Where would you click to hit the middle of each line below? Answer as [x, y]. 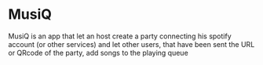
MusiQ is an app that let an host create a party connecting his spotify [120, 36]
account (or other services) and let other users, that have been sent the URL [131, 44]
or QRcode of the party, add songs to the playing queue [98, 52]
